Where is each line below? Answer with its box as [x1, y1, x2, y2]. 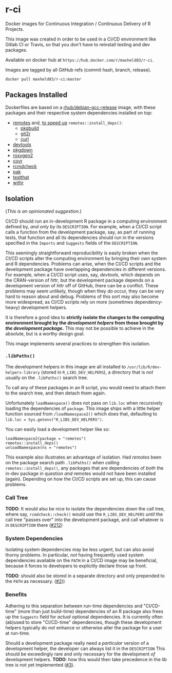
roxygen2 [12, 152, 33, 159]
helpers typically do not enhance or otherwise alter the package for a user [5, 624, 163, 630]
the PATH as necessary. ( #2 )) [5, 578, 65, 584]
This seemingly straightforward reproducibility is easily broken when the [5, 250, 158, 256]
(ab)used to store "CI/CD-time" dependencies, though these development [5, 619, 162, 625]
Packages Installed [5, 91, 68, 100]
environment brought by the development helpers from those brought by [5, 320, 164, 326]
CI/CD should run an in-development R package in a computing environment [5, 218, 167, 224]
